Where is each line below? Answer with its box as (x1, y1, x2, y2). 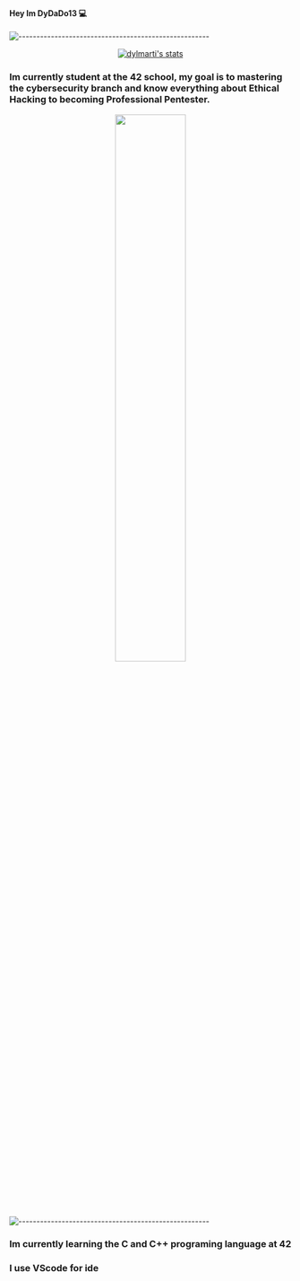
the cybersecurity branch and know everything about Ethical (9, 82, 279, 94)
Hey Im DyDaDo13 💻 (9, 7, 88, 18)
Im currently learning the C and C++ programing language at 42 (9, 1238, 292, 1250)
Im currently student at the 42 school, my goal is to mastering (9, 71, 283, 83)
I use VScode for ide (9, 1262, 99, 1275)
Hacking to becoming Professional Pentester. (9, 93, 210, 106)
